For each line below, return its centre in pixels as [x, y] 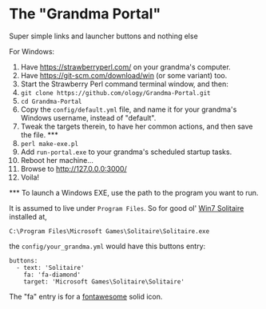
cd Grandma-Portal [51, 101]
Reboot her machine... [57, 160]
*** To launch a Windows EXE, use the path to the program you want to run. [134, 192]
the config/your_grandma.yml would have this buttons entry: [107, 246]
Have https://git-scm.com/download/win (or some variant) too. [124, 75]
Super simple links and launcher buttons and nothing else [103, 36]
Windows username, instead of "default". [88, 117]
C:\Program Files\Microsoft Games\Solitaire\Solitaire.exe [109, 231]
